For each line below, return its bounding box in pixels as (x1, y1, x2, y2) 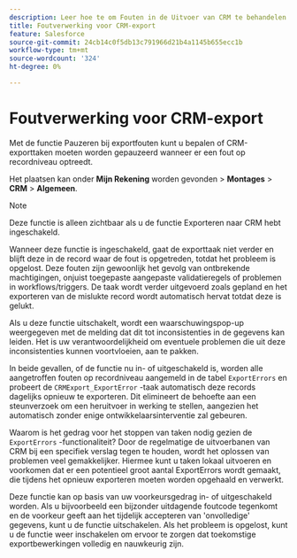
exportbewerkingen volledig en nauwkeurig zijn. (9, 538, 184, 549)
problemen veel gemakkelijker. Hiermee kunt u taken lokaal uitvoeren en (9, 455, 272, 466)
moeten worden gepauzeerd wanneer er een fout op (54, 147, 246, 158)
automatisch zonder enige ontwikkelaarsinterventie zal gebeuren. (9, 409, 247, 421)
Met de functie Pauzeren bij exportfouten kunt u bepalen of (9, 137, 225, 148)
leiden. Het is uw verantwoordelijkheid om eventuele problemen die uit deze (9, 336, 286, 346)
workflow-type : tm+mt (9, 46, 89, 55)
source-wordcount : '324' (9, 54, 101, 63)
